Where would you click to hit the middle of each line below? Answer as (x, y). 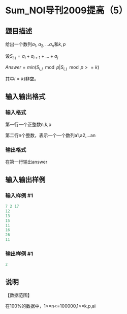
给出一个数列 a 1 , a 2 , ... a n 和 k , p (36, 45)
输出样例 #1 (19, 254)
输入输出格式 (25, 96)
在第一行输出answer (26, 162)
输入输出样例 (25, 180)
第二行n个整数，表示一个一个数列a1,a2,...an (50, 136)
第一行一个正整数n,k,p (28, 125)
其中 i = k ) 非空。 (22, 79)
